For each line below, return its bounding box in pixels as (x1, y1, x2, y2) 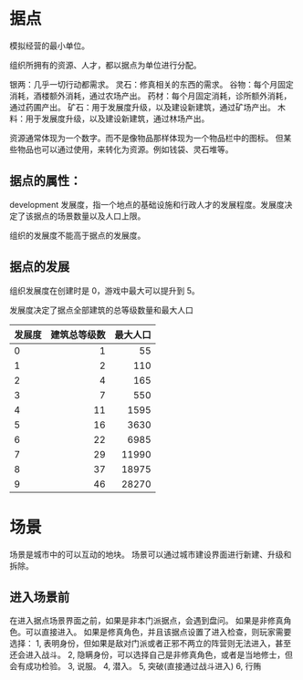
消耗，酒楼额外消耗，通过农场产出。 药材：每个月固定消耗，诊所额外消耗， (9, 90, 292, 101)
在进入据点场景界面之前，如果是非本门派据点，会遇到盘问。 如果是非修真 (9, 615, 284, 626)
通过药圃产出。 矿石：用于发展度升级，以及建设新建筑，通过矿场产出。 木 (9, 101, 286, 112)
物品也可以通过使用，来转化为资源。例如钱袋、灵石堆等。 (16, 143, 234, 155)
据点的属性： (9, 173, 82, 189)
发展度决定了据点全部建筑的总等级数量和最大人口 (9, 304, 193, 315)
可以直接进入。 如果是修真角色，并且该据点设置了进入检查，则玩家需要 (25, 626, 292, 638)
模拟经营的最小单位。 (9, 40, 89, 51)
